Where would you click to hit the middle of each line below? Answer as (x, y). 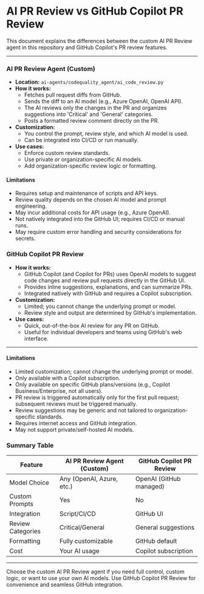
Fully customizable (87, 541)
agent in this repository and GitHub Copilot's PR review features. (87, 47)
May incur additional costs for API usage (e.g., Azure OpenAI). (93, 213)
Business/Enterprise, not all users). (59, 391)
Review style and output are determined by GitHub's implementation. (110, 312)
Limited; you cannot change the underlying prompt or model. (100, 306)
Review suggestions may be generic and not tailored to (84, 410)
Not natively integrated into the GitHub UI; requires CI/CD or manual (100, 219)
